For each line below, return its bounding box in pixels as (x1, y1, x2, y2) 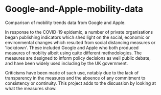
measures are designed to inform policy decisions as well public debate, (5, 55, 151, 61)
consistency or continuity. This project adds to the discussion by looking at (5, 80, 156, 86)
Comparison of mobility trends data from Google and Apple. (5, 20, 126, 25)
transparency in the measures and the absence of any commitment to (5, 75, 146, 81)
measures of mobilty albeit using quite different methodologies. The (5, 50, 142, 56)
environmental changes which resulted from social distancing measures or (5, 39, 156, 45)
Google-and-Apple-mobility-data (5, 3, 143, 15)
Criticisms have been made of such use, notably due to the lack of (5, 70, 139, 75)
